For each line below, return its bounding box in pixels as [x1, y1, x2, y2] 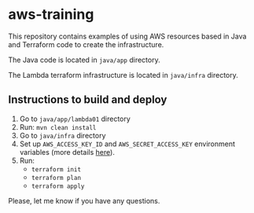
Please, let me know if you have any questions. [8, 196, 160, 205]
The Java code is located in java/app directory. [8, 55, 160, 64]
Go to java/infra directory [19, 130, 106, 140]
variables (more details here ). [19, 147, 116, 156]
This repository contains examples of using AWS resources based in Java [8, 31, 247, 41]
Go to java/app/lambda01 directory [19, 114, 131, 123]
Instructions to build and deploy [8, 93, 167, 107]
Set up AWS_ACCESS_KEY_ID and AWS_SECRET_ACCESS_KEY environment [19, 139, 236, 149]
